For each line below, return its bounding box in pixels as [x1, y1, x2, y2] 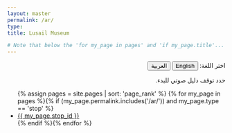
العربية [151, 62, 168, 70]
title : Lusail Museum [7, 29, 70, 37]
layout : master [7, 10, 51, 17]
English [175, 62, 195, 70]
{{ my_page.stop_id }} [17, 112, 80, 120]
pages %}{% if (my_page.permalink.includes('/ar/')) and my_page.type [17, 97, 220, 105]
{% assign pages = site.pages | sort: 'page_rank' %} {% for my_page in [17, 89, 221, 98]
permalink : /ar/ [7, 17, 54, 24]
